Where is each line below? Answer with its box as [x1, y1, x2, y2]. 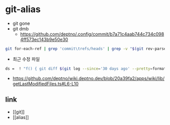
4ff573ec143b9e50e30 [20, 36, 68, 43]
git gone [12, 20, 30, 26]
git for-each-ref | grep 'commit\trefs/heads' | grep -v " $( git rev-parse [5, 46, 166, 51]
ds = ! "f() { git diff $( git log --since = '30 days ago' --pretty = [5, 66, 153, 71]
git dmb [12, 25, 29, 31]
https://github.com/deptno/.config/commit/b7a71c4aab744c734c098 [20, 31, 164, 37]
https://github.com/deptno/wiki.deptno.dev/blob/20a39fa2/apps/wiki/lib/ [12, 75, 165, 81]
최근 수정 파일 [12, 56, 40, 62]
